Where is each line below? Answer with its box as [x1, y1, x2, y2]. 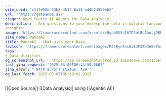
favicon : [5, 44, 23, 49]
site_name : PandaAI [5, 35, 45, 40]
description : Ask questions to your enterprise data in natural [5, 21, 145, 26]
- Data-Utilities [5, 53, 41, 58]
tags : [5, 48, 16, 53]
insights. [5, 26, 26, 31]
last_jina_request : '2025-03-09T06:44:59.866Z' [5, 62, 105, 67]
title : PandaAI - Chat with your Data [5, 40, 85, 45]
